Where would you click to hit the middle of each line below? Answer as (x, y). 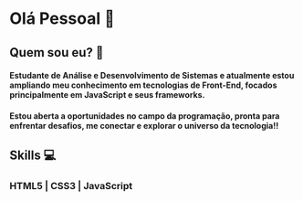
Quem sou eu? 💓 (57, 53)
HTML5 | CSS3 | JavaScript (71, 186)
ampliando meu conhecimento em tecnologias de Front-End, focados (143, 85)
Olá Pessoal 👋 (63, 19)
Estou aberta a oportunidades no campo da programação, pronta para (145, 116)
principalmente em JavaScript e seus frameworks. (107, 95)
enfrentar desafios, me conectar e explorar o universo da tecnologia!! (144, 125)
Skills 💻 (33, 156)
